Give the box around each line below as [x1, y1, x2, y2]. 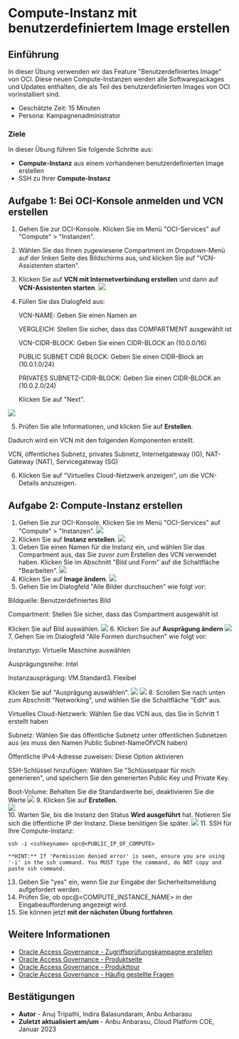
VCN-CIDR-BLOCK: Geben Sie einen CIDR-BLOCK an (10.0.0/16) [18, 339, 207, 347]
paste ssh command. [8, 865, 66, 872]
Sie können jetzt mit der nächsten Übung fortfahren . [18, 907, 175, 916]
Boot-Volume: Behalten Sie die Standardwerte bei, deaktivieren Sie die [8, 787, 214, 796]
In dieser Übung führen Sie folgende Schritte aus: [8, 145, 154, 154]
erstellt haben [8, 717, 49, 725]
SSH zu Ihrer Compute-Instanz [18, 174, 111, 183]
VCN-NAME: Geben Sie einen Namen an [18, 311, 137, 320]
